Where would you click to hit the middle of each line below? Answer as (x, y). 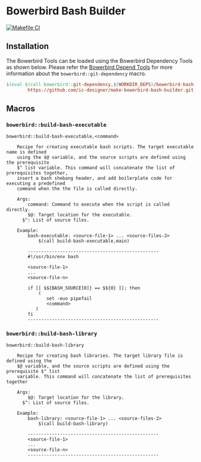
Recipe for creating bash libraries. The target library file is (100, 356)
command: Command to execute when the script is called (99, 204)
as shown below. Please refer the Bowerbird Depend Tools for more (89, 67)
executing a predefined (36, 183)
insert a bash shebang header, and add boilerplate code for (95, 178)
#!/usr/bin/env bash (53, 257)
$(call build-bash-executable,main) (84, 241)
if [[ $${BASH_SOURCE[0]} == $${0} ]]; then (84, 288)
